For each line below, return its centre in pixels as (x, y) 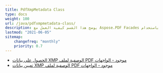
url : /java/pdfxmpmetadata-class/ (41, 23)
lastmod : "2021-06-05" (28, 32)
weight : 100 (17, 19)
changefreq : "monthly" (37, 42)
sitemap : (14, 37)
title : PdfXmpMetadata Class (35, 10)
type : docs (16, 14)
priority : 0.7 (28, 46)
